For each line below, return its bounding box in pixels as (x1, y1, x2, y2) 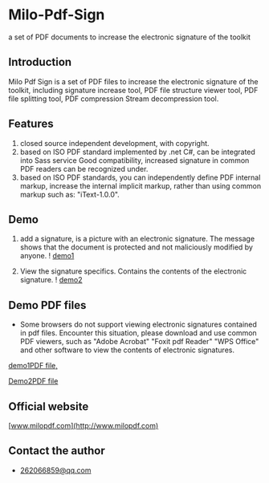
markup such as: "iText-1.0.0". (19, 189, 120, 199)
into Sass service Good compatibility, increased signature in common (19, 155, 250, 165)
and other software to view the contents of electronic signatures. (19, 345, 235, 355)
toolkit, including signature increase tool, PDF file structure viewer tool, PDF (8, 85, 259, 95)
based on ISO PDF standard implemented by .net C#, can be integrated (19, 147, 255, 156)
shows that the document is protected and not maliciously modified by (19, 242, 253, 252)
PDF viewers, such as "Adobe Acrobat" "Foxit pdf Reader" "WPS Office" (19, 337, 259, 347)
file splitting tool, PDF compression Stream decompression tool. (8, 94, 219, 103)
